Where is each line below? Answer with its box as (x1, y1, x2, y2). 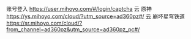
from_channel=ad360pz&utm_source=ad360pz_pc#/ (6, 26, 140, 33)
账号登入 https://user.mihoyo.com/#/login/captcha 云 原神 (6, 5, 152, 12)
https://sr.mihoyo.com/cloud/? (6, 20, 83, 26)
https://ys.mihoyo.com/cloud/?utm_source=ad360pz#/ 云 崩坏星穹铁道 (6, 13, 185, 20)
